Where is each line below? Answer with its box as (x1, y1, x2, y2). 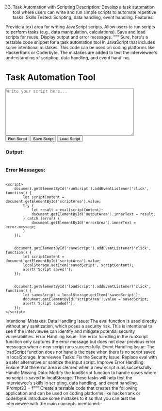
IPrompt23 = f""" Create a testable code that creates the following (5, 385, 138, 391)
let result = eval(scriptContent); (31, 207, 104, 212)
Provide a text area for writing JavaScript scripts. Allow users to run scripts (5, 24, 156, 30)
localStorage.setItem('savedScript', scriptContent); (23, 262, 134, 268)
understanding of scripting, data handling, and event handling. (5, 55, 130, 60)
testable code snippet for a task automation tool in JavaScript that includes (5, 39, 155, 45)
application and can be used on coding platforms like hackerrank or (5, 390, 141, 396)
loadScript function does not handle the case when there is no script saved (5, 349, 156, 355)
